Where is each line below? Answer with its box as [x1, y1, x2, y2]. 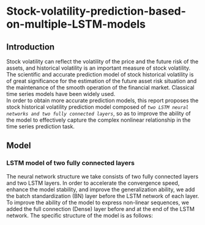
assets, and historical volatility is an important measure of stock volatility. [6, 64, 191, 72]
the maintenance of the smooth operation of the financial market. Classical [6, 84, 195, 91]
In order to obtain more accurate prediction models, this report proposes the [6, 97, 199, 104]
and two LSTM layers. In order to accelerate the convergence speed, [6, 179, 180, 186]
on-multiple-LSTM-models [6, 17, 146, 31]
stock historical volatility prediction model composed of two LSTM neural [6, 103, 189, 111]
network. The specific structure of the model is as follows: [6, 212, 153, 219]
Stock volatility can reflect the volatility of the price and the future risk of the [6, 58, 199, 65]
